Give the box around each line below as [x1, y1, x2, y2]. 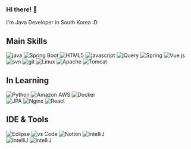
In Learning [6, 75, 49, 85]
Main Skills [6, 36, 48, 46]
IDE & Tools [6, 115, 49, 125]
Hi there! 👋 [6, 5, 37, 14]
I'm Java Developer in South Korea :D [6, 19, 98, 26]
